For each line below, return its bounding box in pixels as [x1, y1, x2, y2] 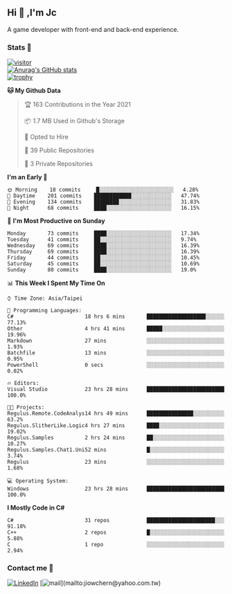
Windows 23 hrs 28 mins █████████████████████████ [7, 485, 225, 492]
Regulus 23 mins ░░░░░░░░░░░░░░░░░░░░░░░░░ [7, 458, 225, 466]
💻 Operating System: [7, 478, 69, 485]
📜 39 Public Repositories [24, 146, 95, 154]
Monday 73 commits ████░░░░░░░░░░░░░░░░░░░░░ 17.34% [7, 230, 199, 237]
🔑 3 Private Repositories [24, 160, 93, 168]
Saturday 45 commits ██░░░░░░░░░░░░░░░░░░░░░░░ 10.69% [7, 260, 199, 267]
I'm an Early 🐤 [7, 173, 48, 181]
